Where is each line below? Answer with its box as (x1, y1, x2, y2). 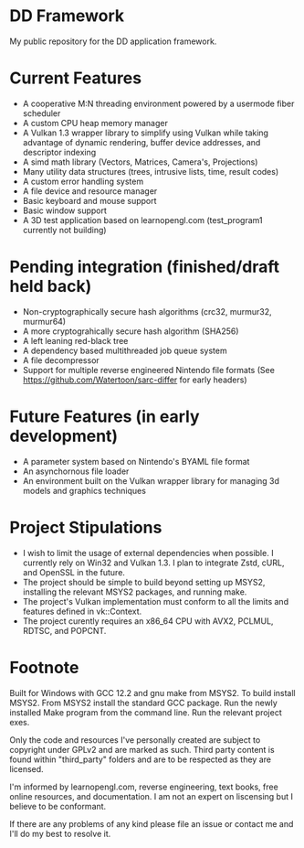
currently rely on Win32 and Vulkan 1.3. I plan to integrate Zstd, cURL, (22, 557, 285, 568)
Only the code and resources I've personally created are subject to (9, 734, 261, 746)
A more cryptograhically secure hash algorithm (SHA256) (22, 326, 239, 337)
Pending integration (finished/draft (9, 257, 280, 277)
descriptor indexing (22, 146, 97, 157)
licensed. (9, 763, 44, 774)
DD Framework (9, 5, 125, 27)
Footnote (9, 657, 79, 678)
